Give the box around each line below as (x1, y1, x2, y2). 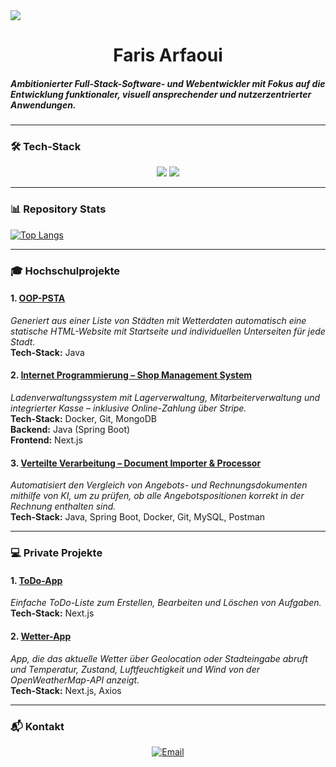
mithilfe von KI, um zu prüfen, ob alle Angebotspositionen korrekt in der (10, 490, 305, 502)
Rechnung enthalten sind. (10, 500, 117, 513)
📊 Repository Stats (10, 202, 107, 216)
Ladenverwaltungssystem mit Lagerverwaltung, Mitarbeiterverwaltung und (10, 392, 321, 404)
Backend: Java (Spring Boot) (10, 424, 131, 436)
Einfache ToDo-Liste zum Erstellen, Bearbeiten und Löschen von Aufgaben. (10, 597, 322, 609)
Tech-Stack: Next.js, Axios (10, 684, 122, 696)
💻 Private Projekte (10, 546, 103, 560)
